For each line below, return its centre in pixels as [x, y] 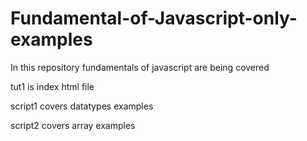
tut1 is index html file [52, 86]
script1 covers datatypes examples [82, 106]
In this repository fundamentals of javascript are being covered [140, 67]
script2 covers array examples [73, 125]
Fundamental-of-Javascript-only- [154, 18]
